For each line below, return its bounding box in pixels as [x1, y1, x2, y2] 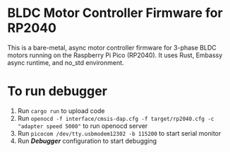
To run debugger [7, 83, 108, 100]
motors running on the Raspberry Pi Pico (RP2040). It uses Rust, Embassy [7, 51, 223, 59]
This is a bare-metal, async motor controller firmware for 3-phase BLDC [7, 43, 217, 52]
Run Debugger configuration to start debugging [17, 136, 157, 145]
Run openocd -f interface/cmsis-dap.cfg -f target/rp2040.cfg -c [17, 114, 214, 122]
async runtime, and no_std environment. [7, 58, 125, 66]
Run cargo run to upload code [17, 106, 105, 115]
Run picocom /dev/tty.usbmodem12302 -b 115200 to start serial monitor [17, 129, 222, 137]
